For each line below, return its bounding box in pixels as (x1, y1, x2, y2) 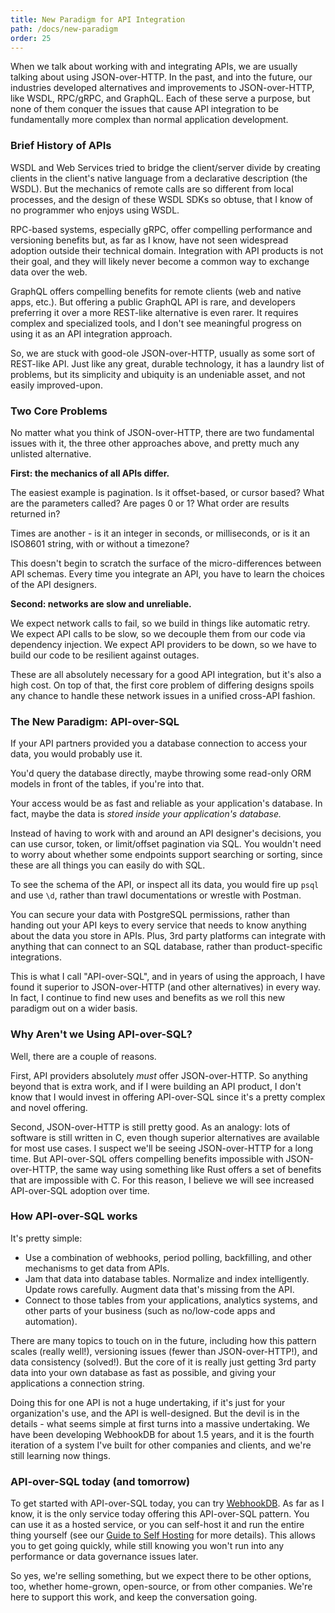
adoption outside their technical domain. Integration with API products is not (10, 244, 324, 256)
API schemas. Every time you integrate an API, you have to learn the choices (10, 567, 325, 580)
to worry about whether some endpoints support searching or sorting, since (10, 849, 323, 861)
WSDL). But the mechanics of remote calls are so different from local (10, 182, 294, 195)
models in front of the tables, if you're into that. (10, 778, 205, 790)
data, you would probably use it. (10, 748, 143, 760)
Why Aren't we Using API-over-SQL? (10, 1027, 193, 1041)
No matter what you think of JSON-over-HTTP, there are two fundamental (10, 426, 315, 438)
